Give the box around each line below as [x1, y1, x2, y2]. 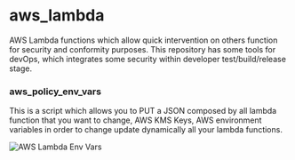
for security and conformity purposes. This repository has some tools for [9, 44, 276, 54]
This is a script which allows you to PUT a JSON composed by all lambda [9, 106, 277, 116]
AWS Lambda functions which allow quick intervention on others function [9, 35, 278, 45]
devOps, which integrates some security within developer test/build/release [9, 53, 287, 64]
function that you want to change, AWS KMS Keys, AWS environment [9, 115, 262, 125]
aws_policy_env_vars [9, 85, 102, 98]
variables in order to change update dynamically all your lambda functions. [9, 124, 283, 135]
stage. [9, 63, 33, 74]
